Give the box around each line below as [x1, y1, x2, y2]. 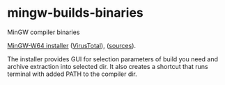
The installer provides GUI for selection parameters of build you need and [7, 54, 218, 63]
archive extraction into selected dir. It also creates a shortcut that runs [7, 62, 208, 70]
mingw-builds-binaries [7, 5, 144, 21]
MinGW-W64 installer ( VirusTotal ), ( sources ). [7, 41, 137, 49]
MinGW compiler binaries [7, 28, 80, 36]
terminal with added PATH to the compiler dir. [7, 70, 137, 78]
